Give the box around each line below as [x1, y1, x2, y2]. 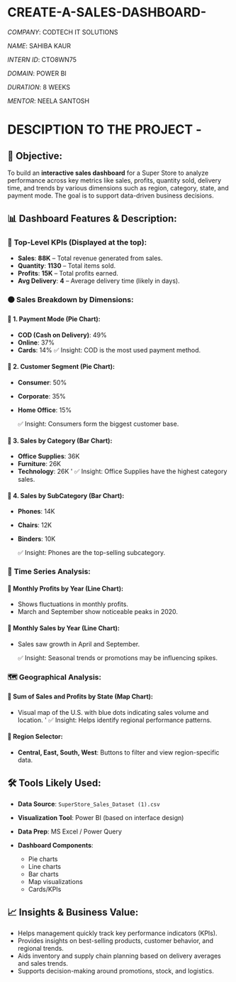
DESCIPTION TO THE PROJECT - [7, 122, 202, 138]
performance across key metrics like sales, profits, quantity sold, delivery [7, 176, 222, 185]
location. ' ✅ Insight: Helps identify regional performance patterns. [17, 716, 212, 724]
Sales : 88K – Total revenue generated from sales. [17, 254, 163, 262]
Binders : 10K [17, 534, 56, 544]
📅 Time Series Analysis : [7, 566, 91, 576]
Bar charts [28, 870, 59, 878]
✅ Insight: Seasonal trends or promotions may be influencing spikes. [17, 653, 218, 662]
